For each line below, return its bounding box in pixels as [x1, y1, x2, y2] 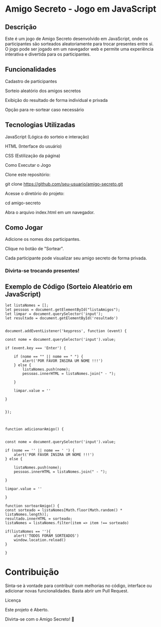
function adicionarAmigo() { [5, 427, 64, 432]
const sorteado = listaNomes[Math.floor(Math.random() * [5, 508, 123, 513]
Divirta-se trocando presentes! [5, 267, 80, 274]
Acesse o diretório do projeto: [5, 190, 64, 196]
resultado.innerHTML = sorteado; [5, 516, 73, 521]
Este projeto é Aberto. [5, 607, 49, 613]
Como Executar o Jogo [5, 162, 51, 168]
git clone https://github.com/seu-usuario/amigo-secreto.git [5, 181, 123, 187]
